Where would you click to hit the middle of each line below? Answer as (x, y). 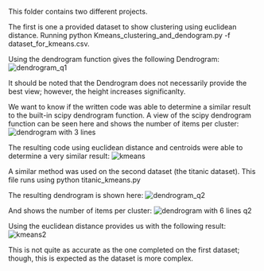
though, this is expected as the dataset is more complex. (101, 258)
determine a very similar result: (59, 156)
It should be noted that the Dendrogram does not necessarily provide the (128, 83)
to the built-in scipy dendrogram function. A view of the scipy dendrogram (130, 115)
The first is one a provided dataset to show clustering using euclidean (122, 27)
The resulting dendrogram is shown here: (76, 195)
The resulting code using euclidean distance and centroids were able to (126, 147)
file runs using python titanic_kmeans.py (74, 180)
